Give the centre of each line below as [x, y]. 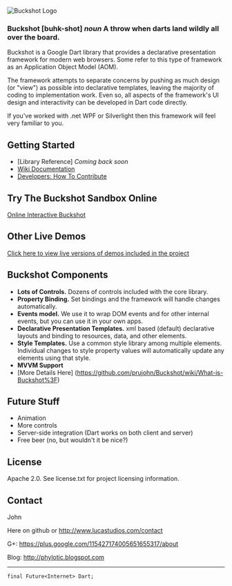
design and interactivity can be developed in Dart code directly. [97, 102]
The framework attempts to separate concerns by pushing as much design [113, 80]
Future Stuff [33, 401]
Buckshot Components [58, 275]
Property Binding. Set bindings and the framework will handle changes [119, 299]
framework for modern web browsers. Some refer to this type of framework [115, 59]
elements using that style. [54, 358]
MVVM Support [40, 365]
